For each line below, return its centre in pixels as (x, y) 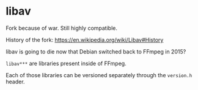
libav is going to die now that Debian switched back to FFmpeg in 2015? (96, 51)
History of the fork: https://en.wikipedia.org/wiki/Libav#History (85, 40)
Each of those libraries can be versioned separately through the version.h (99, 75)
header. (15, 81)
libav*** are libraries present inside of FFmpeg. (66, 63)
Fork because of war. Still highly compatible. (61, 28)
